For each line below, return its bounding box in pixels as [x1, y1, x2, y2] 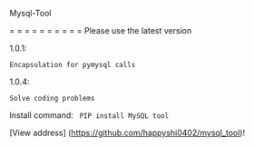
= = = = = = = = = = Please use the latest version [9, 25, 192, 35]
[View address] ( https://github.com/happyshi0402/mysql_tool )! [9, 127, 246, 138]
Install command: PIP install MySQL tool [9, 110, 170, 121]
